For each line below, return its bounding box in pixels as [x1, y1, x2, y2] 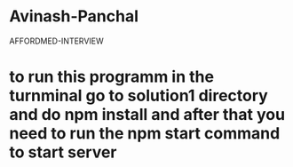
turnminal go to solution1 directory [9, 86, 268, 106]
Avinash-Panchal [9, 6, 139, 27]
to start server [9, 142, 117, 163]
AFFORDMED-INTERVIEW [9, 36, 104, 46]
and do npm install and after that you [9, 105, 286, 125]
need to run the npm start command [9, 123, 281, 144]
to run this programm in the [9, 67, 215, 87]
